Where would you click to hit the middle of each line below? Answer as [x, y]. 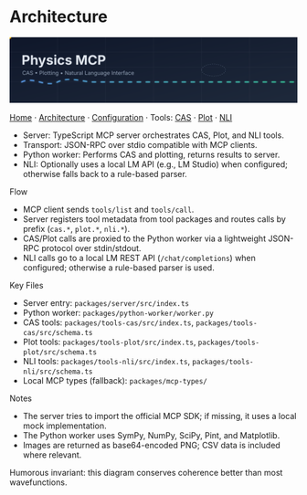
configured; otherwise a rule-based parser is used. [118, 268]
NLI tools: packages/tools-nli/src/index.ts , [106, 362]
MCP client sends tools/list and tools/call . [108, 210]
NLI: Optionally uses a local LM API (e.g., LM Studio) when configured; [155, 164]
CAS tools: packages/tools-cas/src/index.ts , [108, 322]
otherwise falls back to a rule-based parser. [105, 174]
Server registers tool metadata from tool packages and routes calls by [154, 219]
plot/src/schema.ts [60, 353]
